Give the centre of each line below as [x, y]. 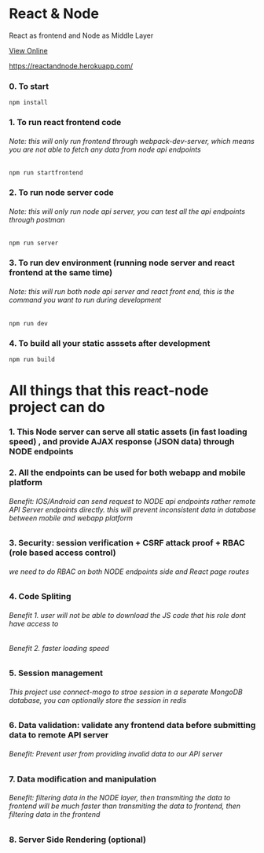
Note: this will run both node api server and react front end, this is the [122, 291]
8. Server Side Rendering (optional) [77, 840]
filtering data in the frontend [55, 814]
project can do [57, 408]
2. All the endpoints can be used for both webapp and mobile [127, 472]
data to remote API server [59, 735]
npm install [28, 103]
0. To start [29, 86]
